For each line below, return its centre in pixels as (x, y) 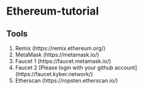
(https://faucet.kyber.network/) (54, 74)
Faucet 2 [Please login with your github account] (76, 67)
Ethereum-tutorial (53, 11)
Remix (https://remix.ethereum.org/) (60, 48)
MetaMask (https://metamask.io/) (57, 55)
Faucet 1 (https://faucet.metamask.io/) (63, 61)
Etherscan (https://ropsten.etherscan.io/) (67, 81)
